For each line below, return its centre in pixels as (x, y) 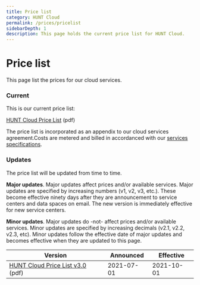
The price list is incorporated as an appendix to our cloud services (87, 131)
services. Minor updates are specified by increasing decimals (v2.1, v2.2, (96, 228)
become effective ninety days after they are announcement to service (92, 197)
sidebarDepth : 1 (26, 28)
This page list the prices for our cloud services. (64, 80)
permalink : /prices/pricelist (44, 23)
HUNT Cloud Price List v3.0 (48, 265)
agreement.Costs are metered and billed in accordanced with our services (97, 138)
